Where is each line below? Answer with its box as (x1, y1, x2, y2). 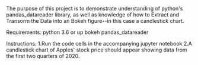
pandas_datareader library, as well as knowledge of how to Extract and (6, 11, 180, 18)
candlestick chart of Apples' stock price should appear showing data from (6, 46, 188, 53)
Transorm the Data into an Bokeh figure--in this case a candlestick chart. (6, 18, 184, 24)
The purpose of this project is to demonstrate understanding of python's (6, 5, 183, 12)
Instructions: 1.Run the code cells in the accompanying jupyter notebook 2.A (6, 40, 193, 47)
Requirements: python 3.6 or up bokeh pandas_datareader (6, 29, 149, 36)
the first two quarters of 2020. (6, 53, 80, 59)
